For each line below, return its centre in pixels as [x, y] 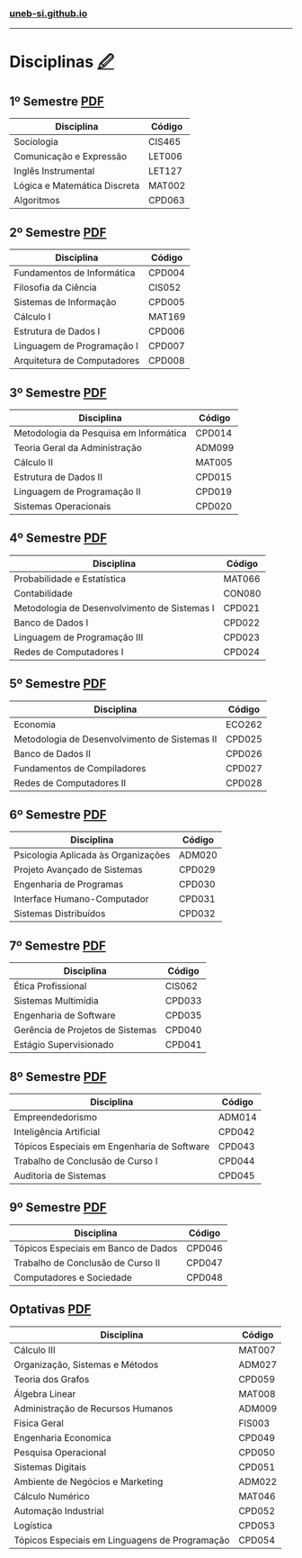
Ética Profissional [50, 986]
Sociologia [36, 142]
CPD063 [167, 201]
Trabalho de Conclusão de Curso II [87, 1263]
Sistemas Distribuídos [60, 914]
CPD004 [167, 273]
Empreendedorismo [55, 1117]
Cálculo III [35, 1350]
